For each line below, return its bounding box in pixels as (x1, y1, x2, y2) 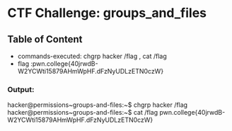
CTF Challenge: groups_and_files (7, 5, 207, 21)
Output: (7, 84, 35, 94)
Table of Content (7, 33, 83, 45)
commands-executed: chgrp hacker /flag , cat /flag (17, 52, 168, 60)
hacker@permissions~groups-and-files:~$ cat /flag (7, 108, 158, 117)
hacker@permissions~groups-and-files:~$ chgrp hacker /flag (7, 101, 188, 109)
